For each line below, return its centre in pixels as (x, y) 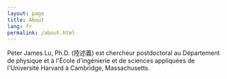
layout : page (26, 13)
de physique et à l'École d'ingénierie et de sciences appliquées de (101, 61)
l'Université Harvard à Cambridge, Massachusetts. (78, 68)
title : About (26, 20)
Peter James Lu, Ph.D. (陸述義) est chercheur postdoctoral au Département (113, 53)
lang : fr (20, 26)
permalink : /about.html (41, 33)
